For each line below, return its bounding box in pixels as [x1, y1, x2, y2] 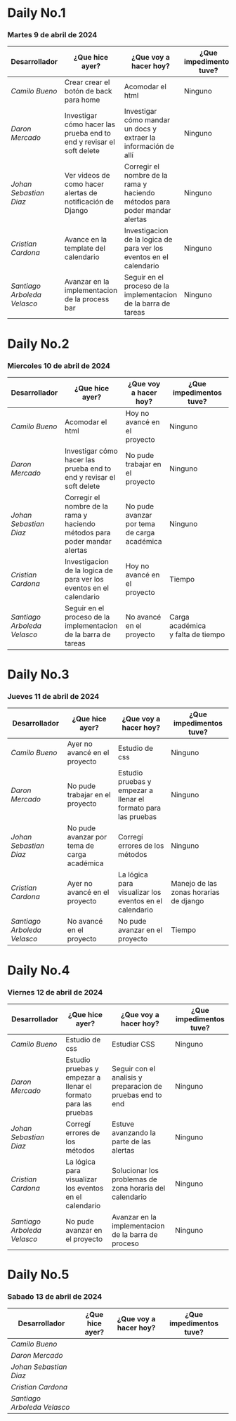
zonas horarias [171, 887, 220, 897]
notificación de [64, 197, 114, 207]
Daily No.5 [7, 1266, 70, 1283]
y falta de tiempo [169, 629, 225, 639]
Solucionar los [112, 1165, 159, 1175]
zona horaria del [112, 1183, 166, 1193]
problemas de [112, 1174, 158, 1184]
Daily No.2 [7, 336, 70, 352]
